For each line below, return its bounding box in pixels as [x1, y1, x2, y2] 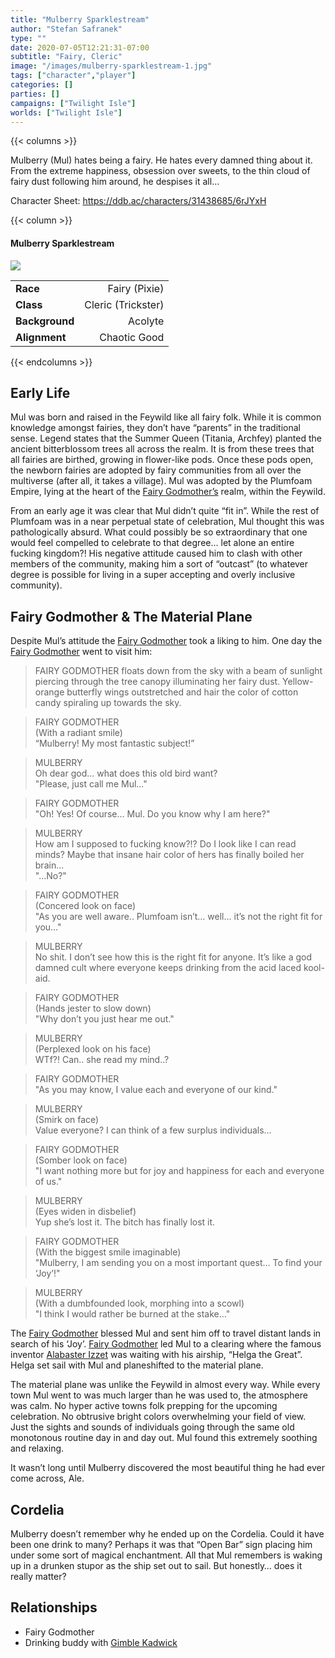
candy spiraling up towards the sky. [34, 697, 182, 709]
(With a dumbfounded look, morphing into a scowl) [34, 1297, 245, 1310]
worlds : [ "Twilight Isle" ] [10, 107, 123, 118]
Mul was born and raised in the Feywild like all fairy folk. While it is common [10, 411, 322, 423]
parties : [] [10, 89, 60, 99]
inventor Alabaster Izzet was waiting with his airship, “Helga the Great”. [10, 1349, 303, 1361]
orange [34, 686, 65, 698]
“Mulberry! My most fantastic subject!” [34, 737, 195, 750]
